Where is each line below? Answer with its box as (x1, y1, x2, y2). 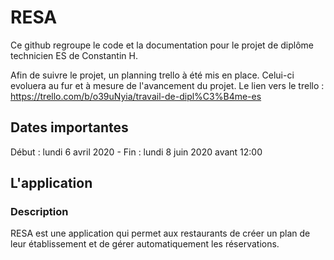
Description (10, 205, 69, 219)
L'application (10, 175, 93, 192)
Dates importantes (10, 119, 129, 136)
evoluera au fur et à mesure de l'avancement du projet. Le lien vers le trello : (10, 79, 325, 91)
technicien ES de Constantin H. (10, 49, 138, 61)
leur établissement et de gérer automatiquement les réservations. (10, 238, 280, 250)
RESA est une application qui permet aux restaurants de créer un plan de (10, 227, 311, 240)
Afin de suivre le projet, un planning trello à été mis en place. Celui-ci (10, 69, 295, 81)
